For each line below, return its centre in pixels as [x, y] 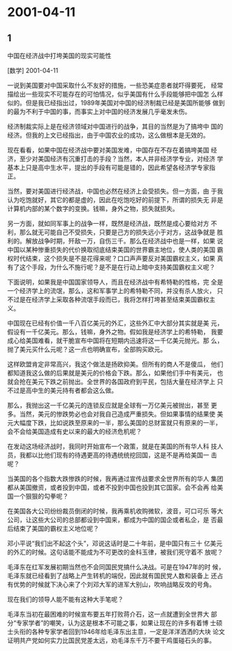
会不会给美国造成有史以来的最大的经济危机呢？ [74, 431]
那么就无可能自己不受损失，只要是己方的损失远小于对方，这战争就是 [117, 232]
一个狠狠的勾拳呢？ [41, 496]
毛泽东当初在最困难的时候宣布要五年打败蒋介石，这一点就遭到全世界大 [108, 614]
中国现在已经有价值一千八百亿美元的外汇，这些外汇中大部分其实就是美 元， [115, 323]
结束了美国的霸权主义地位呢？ [56, 528]
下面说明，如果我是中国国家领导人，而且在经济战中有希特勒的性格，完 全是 [115, 282]
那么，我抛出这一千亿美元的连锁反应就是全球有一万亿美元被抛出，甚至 [108, 405]
